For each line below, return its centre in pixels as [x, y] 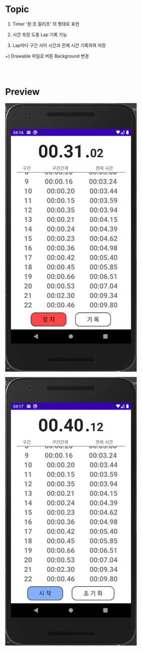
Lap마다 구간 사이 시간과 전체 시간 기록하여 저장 [59, 45]
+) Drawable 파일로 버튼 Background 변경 [47, 56]
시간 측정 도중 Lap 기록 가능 [40, 34]
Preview [23, 92]
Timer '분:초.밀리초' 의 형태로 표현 [46, 24]
